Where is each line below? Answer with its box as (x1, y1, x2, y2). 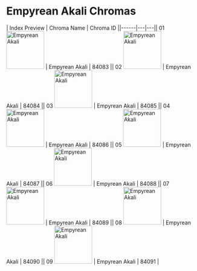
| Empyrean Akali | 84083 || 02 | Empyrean (45, 63, 192, 70)
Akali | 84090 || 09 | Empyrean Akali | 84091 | (6, 258, 160, 265)
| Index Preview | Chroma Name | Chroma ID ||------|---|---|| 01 (6, 24, 165, 31)
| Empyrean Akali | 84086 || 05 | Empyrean (45, 141, 192, 148)
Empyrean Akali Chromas (6, 4, 137, 18)
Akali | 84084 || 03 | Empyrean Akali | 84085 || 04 (6, 102, 170, 109)
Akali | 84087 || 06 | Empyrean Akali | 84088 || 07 (6, 180, 170, 187)
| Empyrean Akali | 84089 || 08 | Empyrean (45, 219, 192, 226)
